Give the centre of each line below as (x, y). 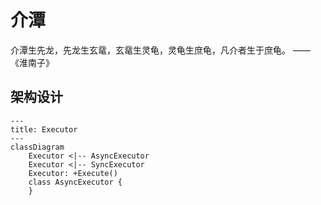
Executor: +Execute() (73, 173)
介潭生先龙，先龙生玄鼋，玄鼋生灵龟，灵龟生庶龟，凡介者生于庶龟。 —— (160, 50)
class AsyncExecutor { (75, 182)
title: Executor (44, 129)
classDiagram (37, 147)
